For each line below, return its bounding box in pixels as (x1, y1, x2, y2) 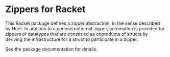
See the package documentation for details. (5, 46, 98, 52)
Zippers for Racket (5, 4, 86, 15)
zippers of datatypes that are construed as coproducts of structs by (5, 31, 148, 37)
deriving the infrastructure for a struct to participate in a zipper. (5, 36, 138, 42)
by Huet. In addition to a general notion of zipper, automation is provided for (5, 25, 165, 31)
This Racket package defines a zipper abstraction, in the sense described (5, 20, 160, 26)
